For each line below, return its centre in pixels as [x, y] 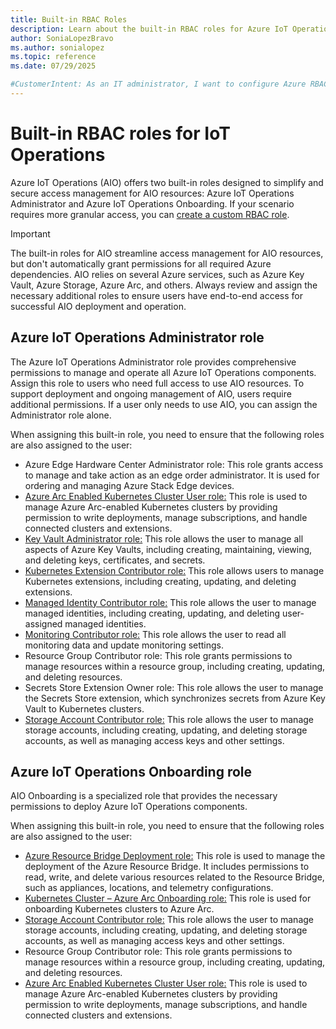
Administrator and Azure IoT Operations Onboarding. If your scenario [152, 203]
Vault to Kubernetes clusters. [84, 708]
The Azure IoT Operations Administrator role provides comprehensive [153, 362]
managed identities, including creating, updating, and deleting [152, 613]
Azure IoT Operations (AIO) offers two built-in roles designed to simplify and [167, 182]
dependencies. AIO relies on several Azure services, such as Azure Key [157, 274]
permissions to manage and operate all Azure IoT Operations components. [163, 372]
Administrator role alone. [61, 415]
